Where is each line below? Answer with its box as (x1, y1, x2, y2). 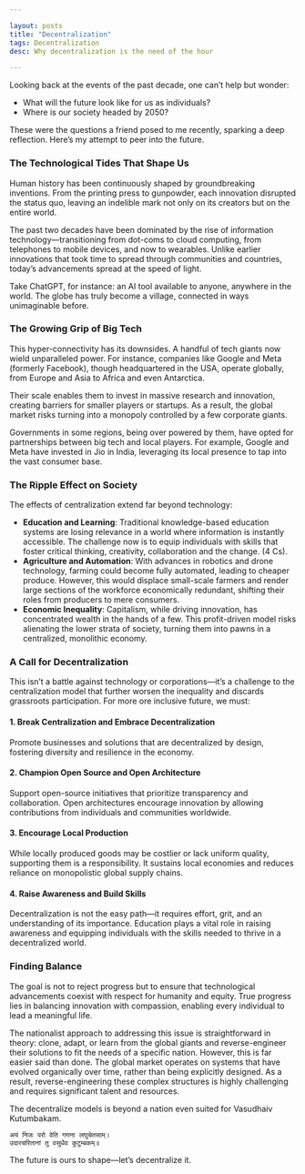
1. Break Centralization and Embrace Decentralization (9, 716, 216, 728)
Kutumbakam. (9, 1112, 62, 1124)
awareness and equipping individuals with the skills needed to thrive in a (9, 927, 281, 938)
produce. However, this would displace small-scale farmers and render (22, 575, 290, 586)
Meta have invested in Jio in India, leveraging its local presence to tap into (9, 446, 287, 457)
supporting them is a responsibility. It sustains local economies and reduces (9, 857, 294, 869)
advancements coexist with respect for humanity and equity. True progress (9, 990, 291, 1001)
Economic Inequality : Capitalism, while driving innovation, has (22, 604, 258, 615)
